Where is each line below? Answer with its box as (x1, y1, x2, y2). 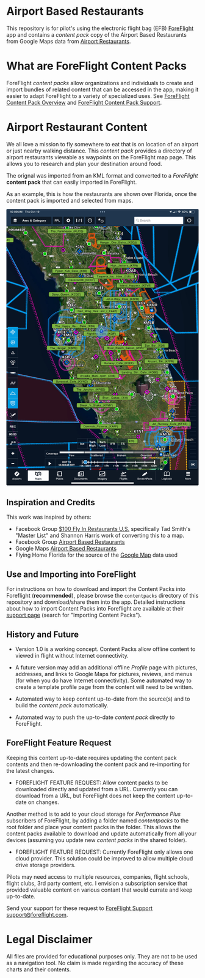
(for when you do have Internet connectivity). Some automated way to (15, 677, 192, 684)
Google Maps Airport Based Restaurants (15, 545, 117, 552)
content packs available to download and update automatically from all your (6, 830, 197, 837)
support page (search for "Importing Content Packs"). (6, 611, 142, 619)
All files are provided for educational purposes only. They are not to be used (6, 952, 198, 960)
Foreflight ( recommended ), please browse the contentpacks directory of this (6, 592, 199, 600)
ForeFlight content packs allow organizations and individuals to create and (6, 79, 193, 86)
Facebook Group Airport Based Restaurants (15, 538, 125, 546)
